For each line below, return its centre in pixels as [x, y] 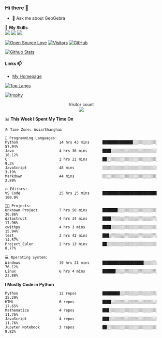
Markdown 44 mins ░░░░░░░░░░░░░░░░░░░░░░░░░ [81, 176]
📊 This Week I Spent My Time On [39, 119]
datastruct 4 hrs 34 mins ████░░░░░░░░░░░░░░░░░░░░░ [81, 218]
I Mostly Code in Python [29, 284]
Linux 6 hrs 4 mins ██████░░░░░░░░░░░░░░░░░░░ [81, 271]
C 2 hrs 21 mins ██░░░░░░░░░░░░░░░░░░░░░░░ [81, 159]
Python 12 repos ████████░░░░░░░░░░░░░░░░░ [81, 293]
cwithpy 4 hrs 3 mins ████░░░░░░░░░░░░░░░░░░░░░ [81, 227]
